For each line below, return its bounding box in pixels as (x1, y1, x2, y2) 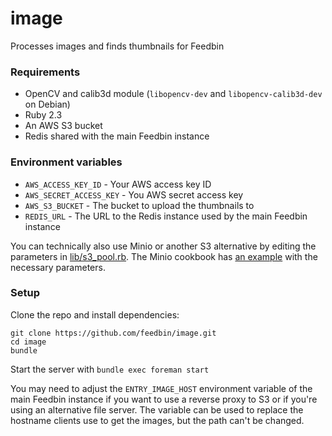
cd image (10, 337, 47, 347)
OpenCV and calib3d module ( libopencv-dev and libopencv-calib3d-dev (24, 88, 323, 100)
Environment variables (10, 155, 123, 169)
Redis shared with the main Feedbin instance (24, 130, 210, 142)
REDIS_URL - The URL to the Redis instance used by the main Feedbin (24, 210, 308, 222)
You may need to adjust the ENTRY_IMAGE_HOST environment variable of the (10, 382, 313, 394)
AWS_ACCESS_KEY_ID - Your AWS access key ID (24, 178, 212, 190)
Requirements (10, 65, 81, 79)
